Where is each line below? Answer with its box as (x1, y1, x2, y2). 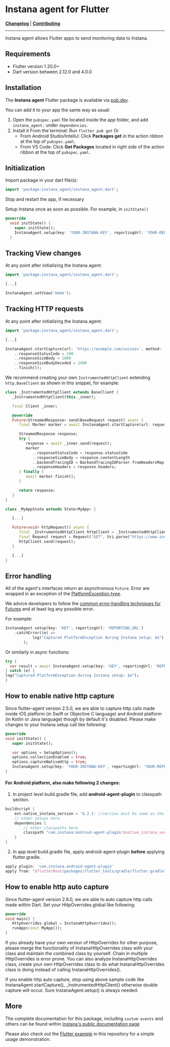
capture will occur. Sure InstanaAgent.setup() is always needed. (5, 988, 139, 994)
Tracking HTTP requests (5, 305, 84, 313)
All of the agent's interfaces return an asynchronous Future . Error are (5, 585, 150, 591)
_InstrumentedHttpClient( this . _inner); (12, 394, 96, 400)
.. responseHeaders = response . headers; (32, 464, 116, 470)
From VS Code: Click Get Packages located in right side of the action (20, 143, 164, 149)
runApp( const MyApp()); (12, 925, 62, 931)
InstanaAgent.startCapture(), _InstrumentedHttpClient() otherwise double (5, 982, 158, 988)
